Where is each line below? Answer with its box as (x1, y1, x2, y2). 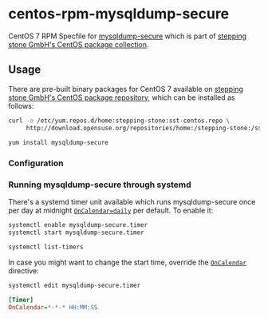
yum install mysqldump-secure (8, 139, 109, 147)
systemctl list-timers (8, 243, 84, 252)
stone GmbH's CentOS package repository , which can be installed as (8, 93, 235, 102)
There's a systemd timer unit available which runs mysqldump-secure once (8, 197, 256, 207)
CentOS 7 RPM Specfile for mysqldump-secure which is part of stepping (8, 31, 247, 41)
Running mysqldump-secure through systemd (8, 179, 191, 190)
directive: (8, 266, 39, 276)
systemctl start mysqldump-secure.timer (8, 229, 145, 237)
